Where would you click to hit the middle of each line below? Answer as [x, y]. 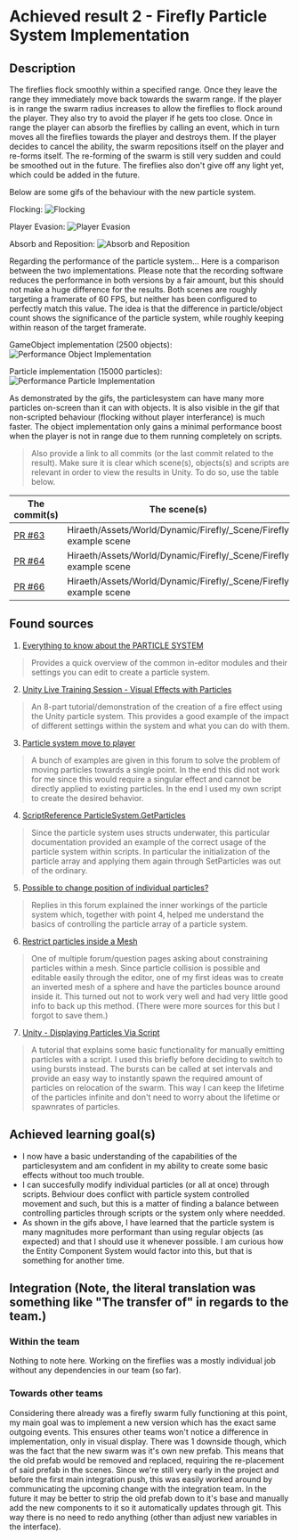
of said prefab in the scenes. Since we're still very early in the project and [144, 1470]
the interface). [35, 1527]
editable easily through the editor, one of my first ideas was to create [157, 977]
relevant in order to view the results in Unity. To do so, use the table [155, 472]
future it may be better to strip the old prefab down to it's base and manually [149, 1498]
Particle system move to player [79, 742]
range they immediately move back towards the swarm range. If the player [145, 99]
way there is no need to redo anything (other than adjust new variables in [143, 1517]
